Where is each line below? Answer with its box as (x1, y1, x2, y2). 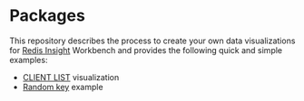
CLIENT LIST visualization (22, 71, 120, 82)
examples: (9, 54, 48, 65)
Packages (9, 5, 86, 26)
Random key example (22, 81, 103, 92)
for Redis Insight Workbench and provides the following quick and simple (9, 44, 283, 55)
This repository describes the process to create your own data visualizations (9, 35, 296, 46)
